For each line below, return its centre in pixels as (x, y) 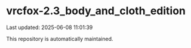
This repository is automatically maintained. (60, 39)
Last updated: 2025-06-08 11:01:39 (50, 27)
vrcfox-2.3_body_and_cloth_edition (96, 11)
